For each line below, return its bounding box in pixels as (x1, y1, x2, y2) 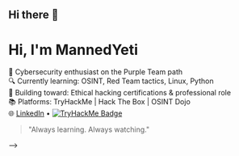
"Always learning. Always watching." (27, 124, 150, 134)
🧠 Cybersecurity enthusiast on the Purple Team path (8, 67, 183, 77)
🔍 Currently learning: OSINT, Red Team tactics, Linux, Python (8, 76, 214, 86)
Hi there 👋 (8, 8, 59, 22)
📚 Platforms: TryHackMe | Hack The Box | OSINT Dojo (8, 97, 191, 107)
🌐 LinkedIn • (8, 108, 51, 118)
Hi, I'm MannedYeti (8, 40, 139, 59)
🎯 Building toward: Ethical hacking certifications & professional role (8, 88, 232, 98)
